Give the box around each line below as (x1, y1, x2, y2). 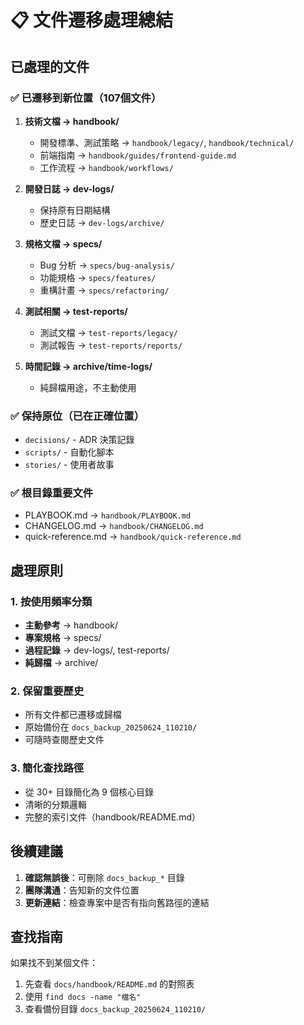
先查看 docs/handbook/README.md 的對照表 (24, 978, 195, 990)
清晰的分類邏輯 (24, 798, 87, 810)
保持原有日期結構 (39, 204, 111, 216)
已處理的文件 (10, 58, 90, 75)
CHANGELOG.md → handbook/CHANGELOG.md (24, 520, 204, 532)
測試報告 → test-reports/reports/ (39, 339, 183, 351)
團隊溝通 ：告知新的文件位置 (24, 884, 140, 896)
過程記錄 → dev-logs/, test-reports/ (24, 644, 170, 656)
